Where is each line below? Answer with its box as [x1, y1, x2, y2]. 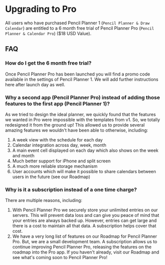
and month [12, 152, 35, 158]
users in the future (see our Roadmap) [12, 174, 91, 180]
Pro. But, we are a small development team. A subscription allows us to [12, 239, 158, 245]
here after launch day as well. [5, 81, 65, 87]
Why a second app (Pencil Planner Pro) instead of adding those [5, 94, 160, 101]
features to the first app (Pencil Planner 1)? [5, 100, 110, 107]
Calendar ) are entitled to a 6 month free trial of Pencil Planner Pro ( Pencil [5, 25, 155, 31]
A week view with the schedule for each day [12, 136, 103, 142]
